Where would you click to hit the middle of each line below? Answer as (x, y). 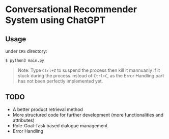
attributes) (23, 120)
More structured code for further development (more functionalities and (88, 115)
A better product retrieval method (48, 109)
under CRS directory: (26, 51)
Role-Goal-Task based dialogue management (60, 125)
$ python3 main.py (25, 61)
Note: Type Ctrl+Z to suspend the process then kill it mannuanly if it (89, 70)
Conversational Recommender (71, 9)
